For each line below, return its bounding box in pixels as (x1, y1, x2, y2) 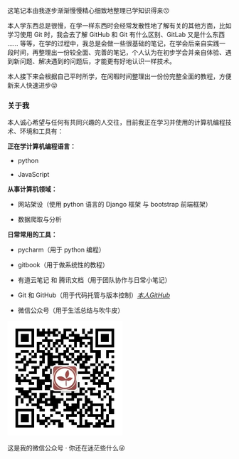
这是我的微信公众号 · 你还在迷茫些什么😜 (7, 444, 126, 453)
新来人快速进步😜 (7, 81, 58, 89)
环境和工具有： (19, 127, 64, 135)
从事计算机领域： (7, 185, 58, 194)
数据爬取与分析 (17, 215, 62, 224)
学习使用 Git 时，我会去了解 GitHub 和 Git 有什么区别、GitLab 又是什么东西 (7, 31, 225, 38)
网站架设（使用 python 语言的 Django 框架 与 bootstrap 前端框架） (17, 200, 212, 209)
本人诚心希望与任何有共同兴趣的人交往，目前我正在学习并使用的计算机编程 (7, 118, 225, 127)
